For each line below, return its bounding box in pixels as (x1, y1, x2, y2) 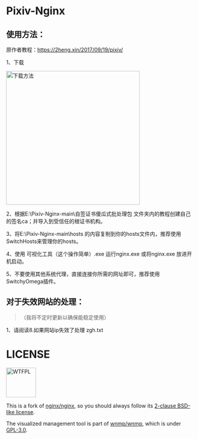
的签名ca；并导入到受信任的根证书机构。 (6, 218, 106, 225)
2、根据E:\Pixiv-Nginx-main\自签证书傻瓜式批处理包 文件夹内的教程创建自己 (6, 210, 191, 217)
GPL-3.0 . (6, 426, 28, 433)
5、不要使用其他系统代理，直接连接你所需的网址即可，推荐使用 (6, 270, 160, 277)
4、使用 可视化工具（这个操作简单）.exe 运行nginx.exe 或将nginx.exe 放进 (6, 251, 187, 257)
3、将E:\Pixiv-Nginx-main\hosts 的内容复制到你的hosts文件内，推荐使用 (6, 230, 181, 237)
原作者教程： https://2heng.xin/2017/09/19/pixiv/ (6, 46, 123, 53)
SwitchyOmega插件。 (6, 278, 59, 285)
